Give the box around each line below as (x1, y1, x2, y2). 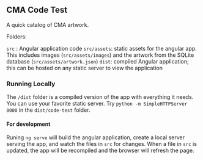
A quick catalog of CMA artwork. (6, 21, 89, 28)
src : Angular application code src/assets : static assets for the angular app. (6, 45, 197, 52)
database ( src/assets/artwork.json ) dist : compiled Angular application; (6, 57, 190, 65)
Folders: (6, 33, 27, 40)
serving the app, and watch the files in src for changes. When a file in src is (6, 140, 197, 148)
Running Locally (6, 79, 56, 88)
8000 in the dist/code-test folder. (6, 106, 90, 114)
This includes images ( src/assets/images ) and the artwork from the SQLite (6, 51, 194, 59)
